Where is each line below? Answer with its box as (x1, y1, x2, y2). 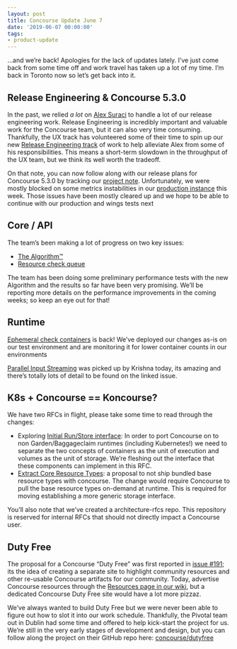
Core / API (7, 220, 53, 232)
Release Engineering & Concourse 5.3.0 (7, 91, 186, 103)
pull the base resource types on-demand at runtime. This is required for (17, 484, 227, 493)
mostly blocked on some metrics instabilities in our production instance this (7, 184, 228, 192)
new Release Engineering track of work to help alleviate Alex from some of (7, 140, 225, 148)
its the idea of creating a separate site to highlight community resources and (7, 567, 230, 576)
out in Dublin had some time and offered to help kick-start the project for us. (7, 619, 229, 627)
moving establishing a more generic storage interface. (17, 492, 175, 501)
